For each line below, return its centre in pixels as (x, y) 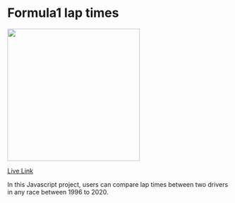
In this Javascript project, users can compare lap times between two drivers (118, 184)
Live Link (20, 171)
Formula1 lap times (63, 13)
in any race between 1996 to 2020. (58, 192)
